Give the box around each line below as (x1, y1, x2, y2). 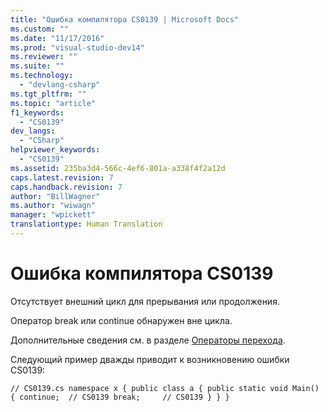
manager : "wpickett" (10, 210, 97, 220)
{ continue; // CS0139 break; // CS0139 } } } (10, 392, 230, 402)
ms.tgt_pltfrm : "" (10, 89, 87, 99)
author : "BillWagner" (10, 191, 101, 201)
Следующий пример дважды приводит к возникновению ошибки (10, 353, 290, 365)
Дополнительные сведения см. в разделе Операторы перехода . (10, 334, 286, 346)
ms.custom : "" (10, 24, 70, 34)
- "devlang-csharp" (19, 80, 101, 90)
